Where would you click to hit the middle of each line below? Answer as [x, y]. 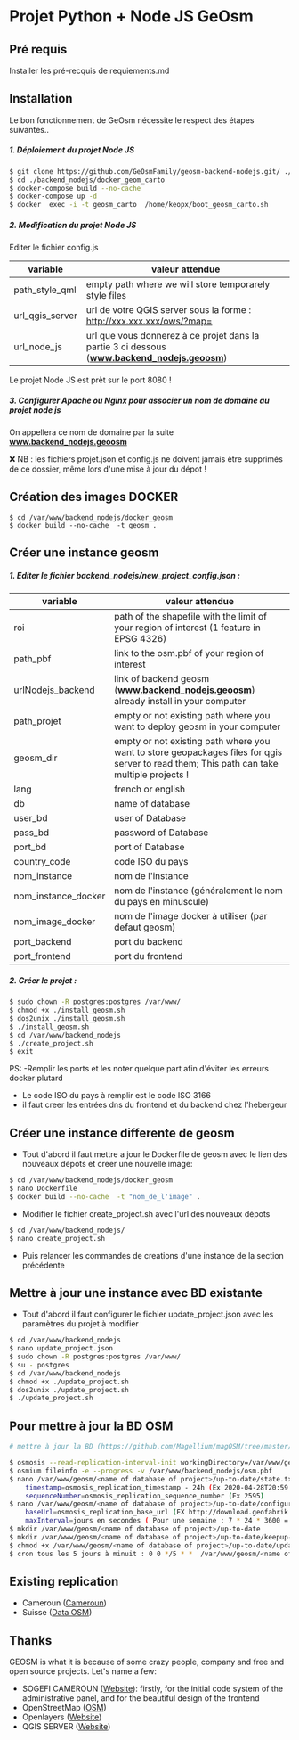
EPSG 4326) [141, 639]
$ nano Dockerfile [43, 1189]
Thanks [31, 1641]
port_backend [43, 942]
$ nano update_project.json [61, 1349]
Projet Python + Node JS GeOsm [131, 16]
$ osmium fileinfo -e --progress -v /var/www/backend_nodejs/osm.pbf [141, 1471]
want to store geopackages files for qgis [198, 752]
